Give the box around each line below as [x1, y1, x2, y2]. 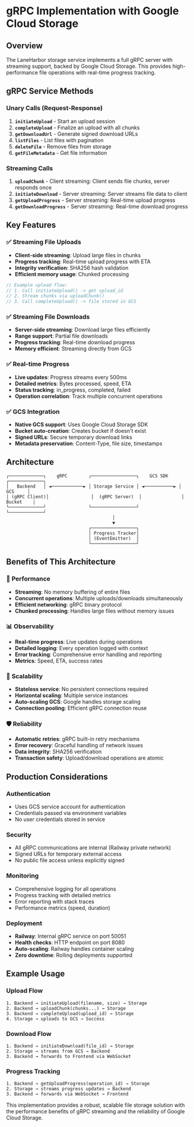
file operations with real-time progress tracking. [39, 69, 156, 76]
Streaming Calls [6, 164, 53, 172]
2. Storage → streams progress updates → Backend [6, 1086, 132, 1092]
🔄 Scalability [6, 672, 43, 680]
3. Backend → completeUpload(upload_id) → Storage [6, 1010, 134, 1016]
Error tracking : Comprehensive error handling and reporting [14, 651, 162, 658]
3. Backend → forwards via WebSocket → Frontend [6, 1091, 129, 1097]
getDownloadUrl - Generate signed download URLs [14, 130, 138, 138]
